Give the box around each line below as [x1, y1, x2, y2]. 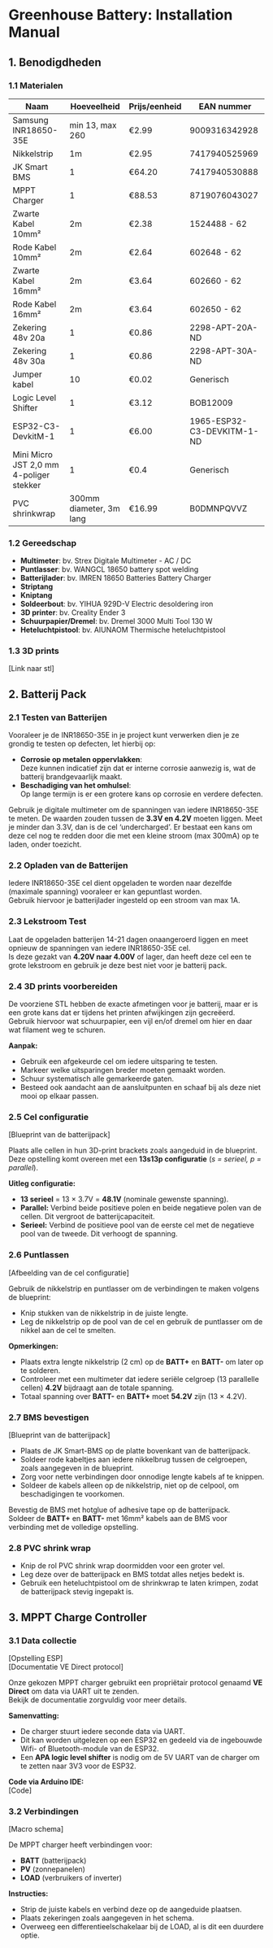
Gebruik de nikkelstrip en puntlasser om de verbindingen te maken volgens [8, 1283, 260, 1293]
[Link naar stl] [8, 664, 54, 673]
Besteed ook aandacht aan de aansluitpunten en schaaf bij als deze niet [19, 1083, 262, 1092]
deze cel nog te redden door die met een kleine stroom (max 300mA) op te [8, 831, 259, 841]
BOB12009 [189, 397, 233, 408]
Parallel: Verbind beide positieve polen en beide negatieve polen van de [19, 1203, 262, 1213]
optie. [19, 1930, 40, 1941]
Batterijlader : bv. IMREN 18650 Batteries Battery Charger [19, 573, 211, 583]
